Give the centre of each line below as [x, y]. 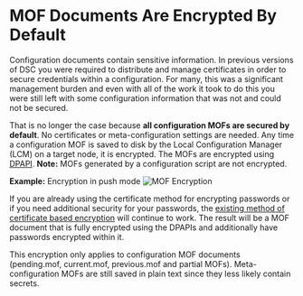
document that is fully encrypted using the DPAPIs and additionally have [144, 227]
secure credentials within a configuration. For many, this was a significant [146, 79]
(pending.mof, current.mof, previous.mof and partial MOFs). [121, 264]
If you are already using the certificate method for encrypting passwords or [150, 199]
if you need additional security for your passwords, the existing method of [147, 208]
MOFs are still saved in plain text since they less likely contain [176, 273]
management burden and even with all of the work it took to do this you [142, 88]
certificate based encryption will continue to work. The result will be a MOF [149, 217]
